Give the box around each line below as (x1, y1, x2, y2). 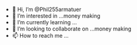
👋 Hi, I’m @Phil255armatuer (12, 6, 82, 13)
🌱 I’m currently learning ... (12, 19, 77, 26)
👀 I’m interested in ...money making (12, 12, 100, 19)
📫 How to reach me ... (12, 32, 69, 39)
